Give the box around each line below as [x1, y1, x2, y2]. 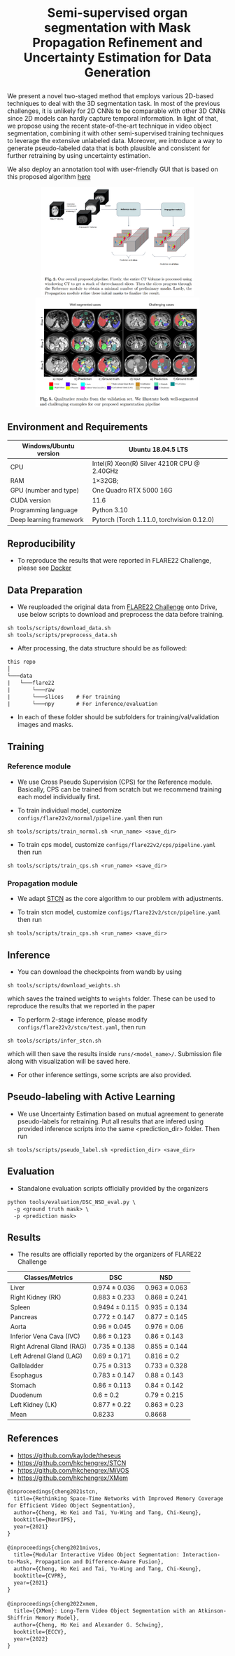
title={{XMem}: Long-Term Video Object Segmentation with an [13, 1607, 196, 1615]
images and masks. [17, 721, 73, 729]
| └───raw [7, 686, 55, 694]
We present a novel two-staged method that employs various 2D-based [7, 92, 214, 100]
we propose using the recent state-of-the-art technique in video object [7, 121, 212, 131]
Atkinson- [198, 1607, 227, 1615]
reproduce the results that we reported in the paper [7, 1001, 155, 1010]
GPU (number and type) [10, 486, 80, 495]
